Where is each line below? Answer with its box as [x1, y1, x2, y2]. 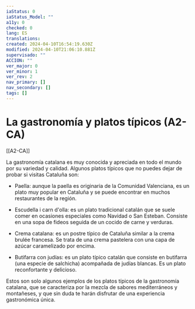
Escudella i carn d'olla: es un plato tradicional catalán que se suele [14, 206, 176, 213]
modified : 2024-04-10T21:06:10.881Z [6, 47, 95, 53]
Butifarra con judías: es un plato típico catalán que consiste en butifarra [14, 253, 187, 260]
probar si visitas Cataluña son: [6, 171, 79, 178]
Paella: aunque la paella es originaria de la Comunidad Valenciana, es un [14, 182, 190, 189]
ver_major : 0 [6, 63, 38, 69]
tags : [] [6, 90, 28, 96]
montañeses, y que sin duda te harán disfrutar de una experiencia [6, 290, 165, 297]
